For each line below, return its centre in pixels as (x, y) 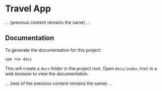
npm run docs (19, 59)
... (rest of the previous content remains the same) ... (59, 83)
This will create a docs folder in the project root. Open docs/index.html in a (81, 68)
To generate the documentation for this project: (54, 50)
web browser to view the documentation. (47, 74)
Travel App (28, 9)
